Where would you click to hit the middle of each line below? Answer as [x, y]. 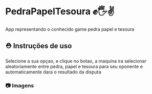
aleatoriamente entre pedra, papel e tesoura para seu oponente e [74, 66]
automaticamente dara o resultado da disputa [53, 72]
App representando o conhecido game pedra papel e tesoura [70, 29]
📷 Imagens [20, 85]
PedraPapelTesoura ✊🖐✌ [60, 12]
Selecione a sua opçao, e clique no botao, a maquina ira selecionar [76, 61]
